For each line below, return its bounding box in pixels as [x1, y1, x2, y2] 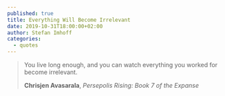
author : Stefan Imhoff [7, 29, 72, 36]
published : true [7, 10, 54, 17]
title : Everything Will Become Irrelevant [7, 16, 131, 23]
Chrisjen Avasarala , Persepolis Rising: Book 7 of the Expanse [23, 82, 200, 89]
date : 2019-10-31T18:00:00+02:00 [7, 23, 103, 29]
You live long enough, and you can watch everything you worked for [23, 61, 218, 69]
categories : [7, 36, 41, 43]
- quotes [13, 42, 39, 49]
